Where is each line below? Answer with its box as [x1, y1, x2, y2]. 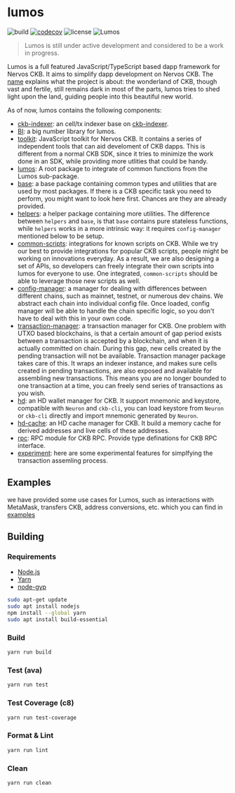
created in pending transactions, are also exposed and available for [17, 366, 213, 375]
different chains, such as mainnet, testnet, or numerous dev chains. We [17, 292, 224, 300]
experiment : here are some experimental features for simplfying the [17, 449, 213, 457]
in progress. [24, 49, 60, 57]
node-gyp [17, 582, 47, 592]
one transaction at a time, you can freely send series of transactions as [17, 381, 223, 389]
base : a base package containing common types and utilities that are [17, 179, 217, 187]
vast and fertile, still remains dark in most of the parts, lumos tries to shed [7, 85, 220, 93]
